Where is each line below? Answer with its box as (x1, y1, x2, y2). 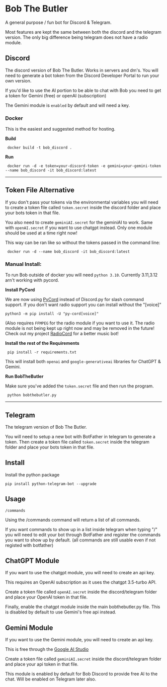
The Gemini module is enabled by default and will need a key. (5, 102, 130, 108)
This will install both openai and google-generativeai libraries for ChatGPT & (5, 359, 161, 365)
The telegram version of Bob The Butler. (5, 424, 87, 430)
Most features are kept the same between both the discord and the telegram (5, 29, 162, 35)
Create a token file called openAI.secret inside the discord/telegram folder (5, 589, 157, 595)
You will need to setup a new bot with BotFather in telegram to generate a (5, 433, 156, 440)
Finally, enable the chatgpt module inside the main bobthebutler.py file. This (5, 604, 161, 610)
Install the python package (5, 471, 60, 477)
